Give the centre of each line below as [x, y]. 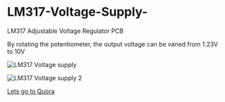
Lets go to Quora [31, 91]
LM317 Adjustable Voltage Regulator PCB [65, 31]
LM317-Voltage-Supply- [77, 12]
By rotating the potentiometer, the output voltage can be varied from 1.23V [112, 44]
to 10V [16, 51]
